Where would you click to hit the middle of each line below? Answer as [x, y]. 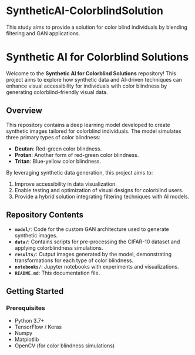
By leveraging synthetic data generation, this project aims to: [80, 172]
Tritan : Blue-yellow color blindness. [58, 161]
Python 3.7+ [29, 321]
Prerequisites [26, 308]
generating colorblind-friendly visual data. [57, 92]
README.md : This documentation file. [57, 273]
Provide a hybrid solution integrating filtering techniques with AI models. [102, 196]
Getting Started [35, 291]
